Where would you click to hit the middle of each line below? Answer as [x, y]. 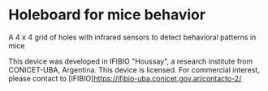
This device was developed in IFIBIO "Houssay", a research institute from [131, 61]
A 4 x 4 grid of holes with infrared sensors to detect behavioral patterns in [132, 37]
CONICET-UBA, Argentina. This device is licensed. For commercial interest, [134, 69]
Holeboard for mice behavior [107, 15]
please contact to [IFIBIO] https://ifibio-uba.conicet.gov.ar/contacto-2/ [125, 78]
